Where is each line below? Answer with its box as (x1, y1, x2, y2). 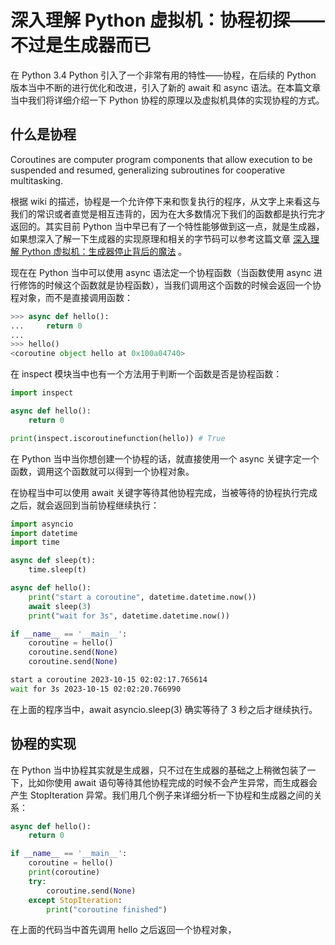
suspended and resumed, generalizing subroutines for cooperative (10, 164, 286, 176)
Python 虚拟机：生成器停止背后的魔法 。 (21, 245, 188, 257)
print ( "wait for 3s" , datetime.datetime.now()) (28, 611, 230, 621)
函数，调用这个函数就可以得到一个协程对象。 (10, 465, 195, 477)
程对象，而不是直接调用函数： (10, 291, 133, 303)
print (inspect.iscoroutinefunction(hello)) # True (10, 433, 226, 443)
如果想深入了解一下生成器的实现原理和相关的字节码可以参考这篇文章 (10, 232, 291, 245)
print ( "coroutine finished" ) (46, 904, 168, 915)
